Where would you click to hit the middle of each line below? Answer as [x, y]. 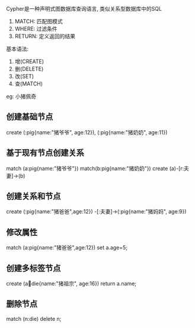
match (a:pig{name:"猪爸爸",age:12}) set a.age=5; [67, 248]
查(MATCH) [29, 84]
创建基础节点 [30, 117]
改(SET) [24, 76]
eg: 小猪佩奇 [21, 96]
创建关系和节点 [33, 196]
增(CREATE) [29, 61]
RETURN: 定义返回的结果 [45, 36]
